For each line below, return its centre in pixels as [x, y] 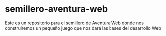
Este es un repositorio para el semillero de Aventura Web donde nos [74, 23]
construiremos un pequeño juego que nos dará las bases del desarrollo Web [83, 28]
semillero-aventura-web [56, 9]
